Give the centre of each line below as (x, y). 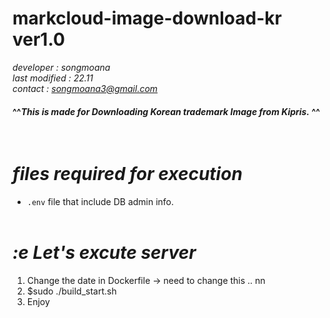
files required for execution (127, 174)
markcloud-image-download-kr (147, 18)
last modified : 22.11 (53, 78)
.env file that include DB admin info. (100, 202)
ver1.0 (38, 39)
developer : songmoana (61, 67)
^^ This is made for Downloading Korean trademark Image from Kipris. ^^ (166, 111)
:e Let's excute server (104, 253)
